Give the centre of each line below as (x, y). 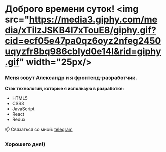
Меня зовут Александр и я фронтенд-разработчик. (71, 78)
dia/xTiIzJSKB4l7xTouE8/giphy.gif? (81, 30)
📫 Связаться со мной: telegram (39, 129)
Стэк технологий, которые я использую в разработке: (65, 89)
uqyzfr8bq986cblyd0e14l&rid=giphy (83, 52)
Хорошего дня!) (25, 144)
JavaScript (23, 109)
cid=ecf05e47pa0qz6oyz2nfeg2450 (83, 41)
